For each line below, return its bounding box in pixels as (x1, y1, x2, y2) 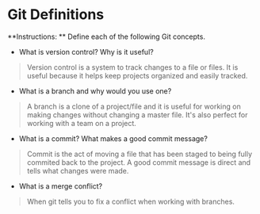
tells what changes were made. (26, 166, 129, 175)
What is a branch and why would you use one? (18, 86, 172, 96)
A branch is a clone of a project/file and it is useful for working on (26, 101, 241, 111)
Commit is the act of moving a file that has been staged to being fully (26, 149, 253, 159)
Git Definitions (7, 6, 105, 24)
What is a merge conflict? (18, 181, 103, 191)
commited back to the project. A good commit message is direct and (26, 157, 251, 167)
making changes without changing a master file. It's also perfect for (26, 109, 248, 120)
